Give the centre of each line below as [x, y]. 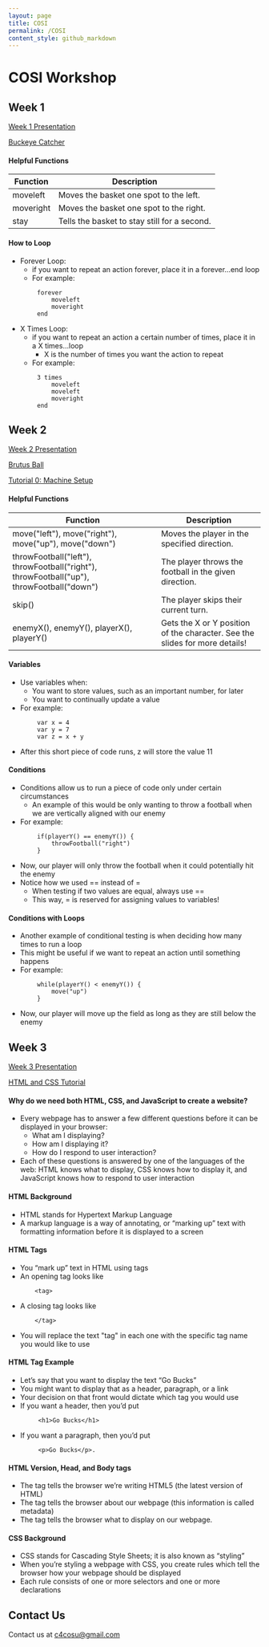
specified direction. [197, 543]
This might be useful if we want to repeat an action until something [130, 953]
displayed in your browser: [64, 1127]
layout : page [30, 16]
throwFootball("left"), [52, 556]
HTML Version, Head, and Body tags [70, 1468]
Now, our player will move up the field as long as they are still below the [138, 1014]
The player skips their [202, 600]
